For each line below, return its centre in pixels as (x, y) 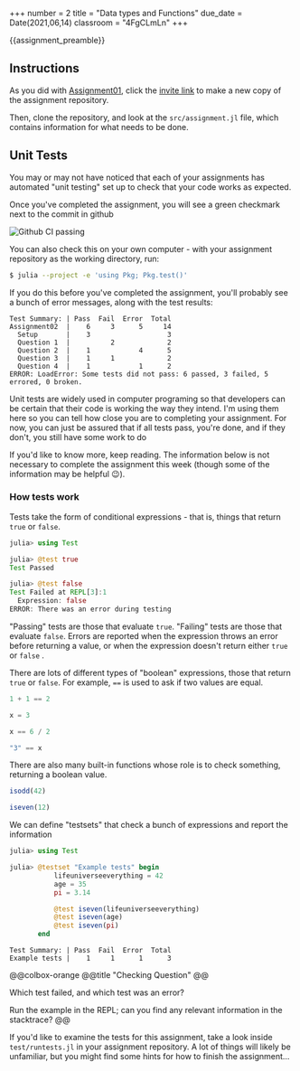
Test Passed (32, 568)
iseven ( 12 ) (30, 808)
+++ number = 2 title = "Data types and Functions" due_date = (126, 13)
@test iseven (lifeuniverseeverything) (127, 909)
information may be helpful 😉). (67, 474)
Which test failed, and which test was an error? (97, 992)
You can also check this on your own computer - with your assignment (141, 249)
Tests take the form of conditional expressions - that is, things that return (145, 517)
